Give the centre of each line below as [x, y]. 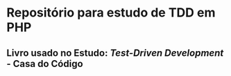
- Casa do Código [45, 64]
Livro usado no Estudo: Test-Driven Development [115, 53]
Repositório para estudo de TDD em [111, 13]
